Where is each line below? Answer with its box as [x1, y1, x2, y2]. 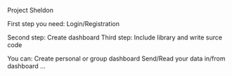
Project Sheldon [7, 6, 54, 14]
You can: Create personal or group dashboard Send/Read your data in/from [7, 54, 226, 63]
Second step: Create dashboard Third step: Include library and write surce [7, 33, 223, 42]
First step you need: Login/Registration [7, 20, 120, 27]
